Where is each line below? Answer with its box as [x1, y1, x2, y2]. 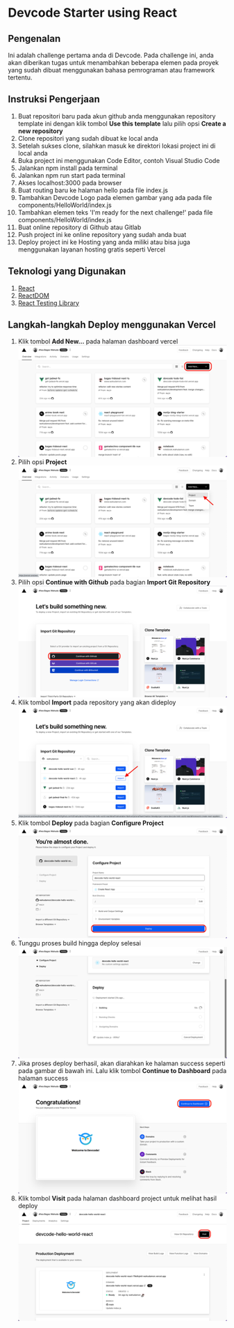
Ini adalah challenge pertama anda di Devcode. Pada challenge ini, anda [8, 51, 214, 59]
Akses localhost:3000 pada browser [17, 178, 122, 187]
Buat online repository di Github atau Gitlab [17, 223, 142, 231]
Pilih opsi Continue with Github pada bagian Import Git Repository [17, 578, 211, 586]
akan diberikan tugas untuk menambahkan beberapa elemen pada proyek [8, 59, 219, 67]
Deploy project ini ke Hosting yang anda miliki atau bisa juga [17, 238, 190, 246]
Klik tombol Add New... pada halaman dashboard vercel [17, 337, 178, 346]
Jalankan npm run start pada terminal [17, 171, 126, 179]
